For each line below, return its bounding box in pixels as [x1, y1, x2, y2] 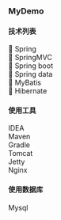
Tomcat [8, 149, 33, 158]
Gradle [8, 140, 30, 150]
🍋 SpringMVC [8, 53, 53, 63]
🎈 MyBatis [8, 78, 42, 88]
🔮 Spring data [8, 70, 53, 79]
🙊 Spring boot [8, 61, 54, 70]
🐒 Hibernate [8, 86, 48, 96]
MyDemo [8, 6, 44, 17]
